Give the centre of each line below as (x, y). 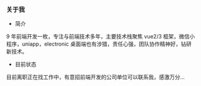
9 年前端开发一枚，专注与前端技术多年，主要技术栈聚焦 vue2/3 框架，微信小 (101, 37)
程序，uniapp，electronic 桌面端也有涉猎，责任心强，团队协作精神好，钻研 (99, 44)
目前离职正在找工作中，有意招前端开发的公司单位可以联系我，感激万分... (96, 77)
